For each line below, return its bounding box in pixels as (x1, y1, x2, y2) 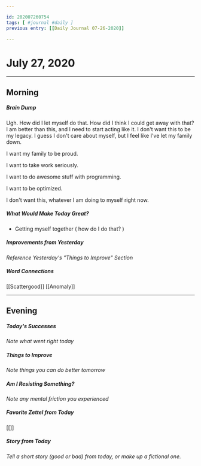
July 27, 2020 (6, 56, 75, 69)
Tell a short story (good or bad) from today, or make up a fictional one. (6, 453, 181, 460)
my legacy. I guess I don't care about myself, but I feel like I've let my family (6, 132, 193, 139)
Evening (6, 305, 38, 316)
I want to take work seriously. (6, 161, 79, 168)
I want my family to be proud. (6, 150, 78, 157)
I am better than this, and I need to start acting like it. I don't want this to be (6, 125, 191, 132)
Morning (6, 87, 39, 98)
